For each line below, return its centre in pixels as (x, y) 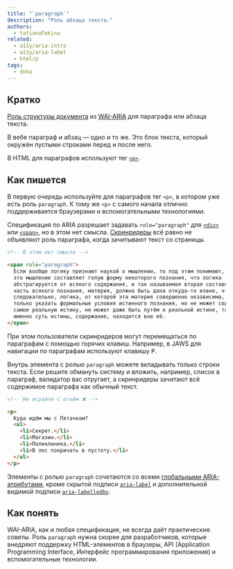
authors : (20, 26)
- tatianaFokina (37, 33)
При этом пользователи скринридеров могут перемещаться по (102, 336)
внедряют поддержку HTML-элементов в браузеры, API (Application (109, 545)
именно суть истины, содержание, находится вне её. (90, 316)
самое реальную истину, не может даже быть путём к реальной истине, (116, 310)
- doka (23, 71)
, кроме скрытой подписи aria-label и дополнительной (125, 484)
